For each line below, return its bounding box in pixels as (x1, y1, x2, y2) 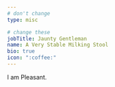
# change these (7, 29, 51, 36)
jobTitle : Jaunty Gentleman (7, 35, 88, 42)
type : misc (7, 16, 38, 23)
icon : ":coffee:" (7, 54, 57, 62)
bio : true (7, 48, 36, 55)
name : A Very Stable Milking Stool (7, 42, 109, 49)
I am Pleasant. (7, 73, 47, 81)
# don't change (7, 10, 51, 17)
